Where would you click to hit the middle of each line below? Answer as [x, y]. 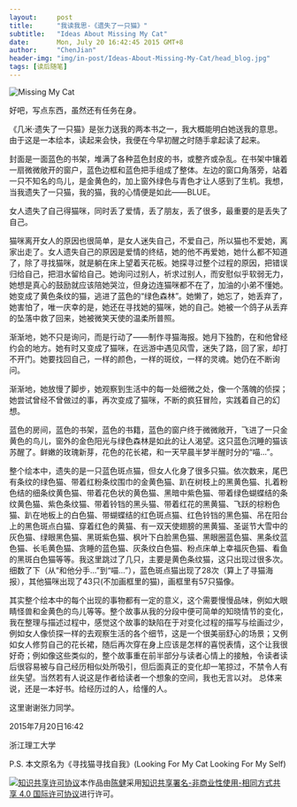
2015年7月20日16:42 [46, 726]
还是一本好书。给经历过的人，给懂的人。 [98, 688]
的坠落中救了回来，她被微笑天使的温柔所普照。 [94, 318]
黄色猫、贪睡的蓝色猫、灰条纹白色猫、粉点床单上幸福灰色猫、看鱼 [168, 548]
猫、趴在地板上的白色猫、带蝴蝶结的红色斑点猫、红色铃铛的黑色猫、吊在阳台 [148, 515]
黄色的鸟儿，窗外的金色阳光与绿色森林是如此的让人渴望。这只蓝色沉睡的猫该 [148, 441]
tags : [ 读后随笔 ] [38, 67]
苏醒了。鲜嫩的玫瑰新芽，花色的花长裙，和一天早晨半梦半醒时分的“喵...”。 [144, 451]
